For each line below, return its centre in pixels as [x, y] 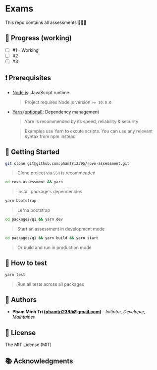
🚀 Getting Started [32, 152]
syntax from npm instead [50, 136]
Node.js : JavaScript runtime [41, 92]
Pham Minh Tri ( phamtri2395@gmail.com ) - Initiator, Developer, [79, 312]
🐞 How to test [26, 263]
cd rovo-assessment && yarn [34, 182]
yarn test [15, 274]
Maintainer [23, 317]
